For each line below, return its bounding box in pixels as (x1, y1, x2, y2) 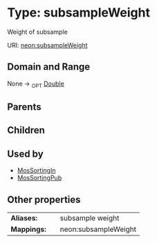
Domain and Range (7, 61, 91, 73)
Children (7, 124, 45, 136)
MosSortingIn (17, 166, 56, 175)
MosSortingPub (17, 174, 62, 182)
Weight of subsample (7, 28, 68, 36)
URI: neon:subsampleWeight (7, 41, 88, 49)
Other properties (7, 193, 81, 205)
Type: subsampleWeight (7, 5, 151, 21)
